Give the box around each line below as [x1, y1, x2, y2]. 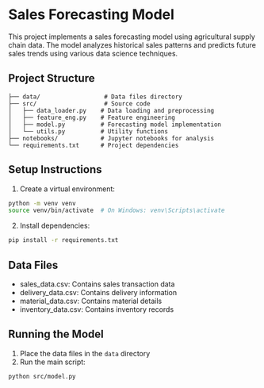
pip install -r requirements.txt [8, 236, 119, 244]
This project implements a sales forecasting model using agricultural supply [8, 32, 255, 41]
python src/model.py [8, 372, 77, 380]
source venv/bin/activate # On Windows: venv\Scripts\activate [8, 206, 225, 215]
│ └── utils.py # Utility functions [8, 127, 169, 136]
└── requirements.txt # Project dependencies [8, 141, 179, 149]
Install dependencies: [19, 221, 90, 231]
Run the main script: [19, 357, 86, 367]
